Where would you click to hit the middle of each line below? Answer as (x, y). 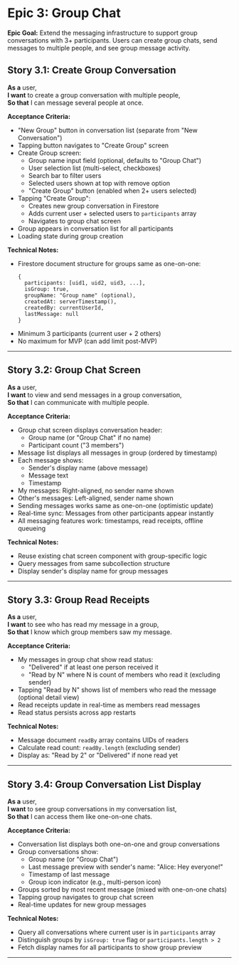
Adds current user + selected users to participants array (112, 213)
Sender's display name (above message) (88, 468)
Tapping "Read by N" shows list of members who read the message (117, 690)
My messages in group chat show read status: (85, 660)
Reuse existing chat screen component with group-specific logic (112, 556)
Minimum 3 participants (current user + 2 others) (89, 333)
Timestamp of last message (69, 875)
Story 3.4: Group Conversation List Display (104, 784)
